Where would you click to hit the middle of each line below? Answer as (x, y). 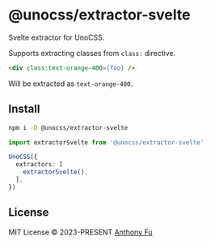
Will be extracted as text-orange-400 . (71, 84)
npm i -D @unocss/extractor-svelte (68, 127)
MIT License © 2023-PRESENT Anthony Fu (80, 232)
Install (24, 109)
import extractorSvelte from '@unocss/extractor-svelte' (106, 142)
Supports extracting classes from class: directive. (92, 53)
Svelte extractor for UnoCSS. (57, 37)
